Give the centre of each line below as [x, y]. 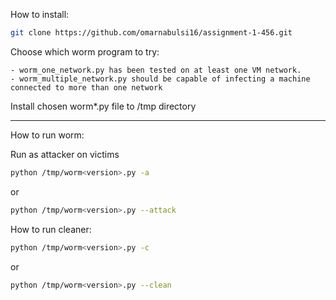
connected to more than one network [86, 87]
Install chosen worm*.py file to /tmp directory [103, 106]
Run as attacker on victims [65, 154]
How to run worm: [47, 135]
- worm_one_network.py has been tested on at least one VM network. [156, 70]
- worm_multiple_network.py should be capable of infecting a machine [160, 79]
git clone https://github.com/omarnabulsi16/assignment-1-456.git [151, 33]
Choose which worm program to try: [85, 51]
